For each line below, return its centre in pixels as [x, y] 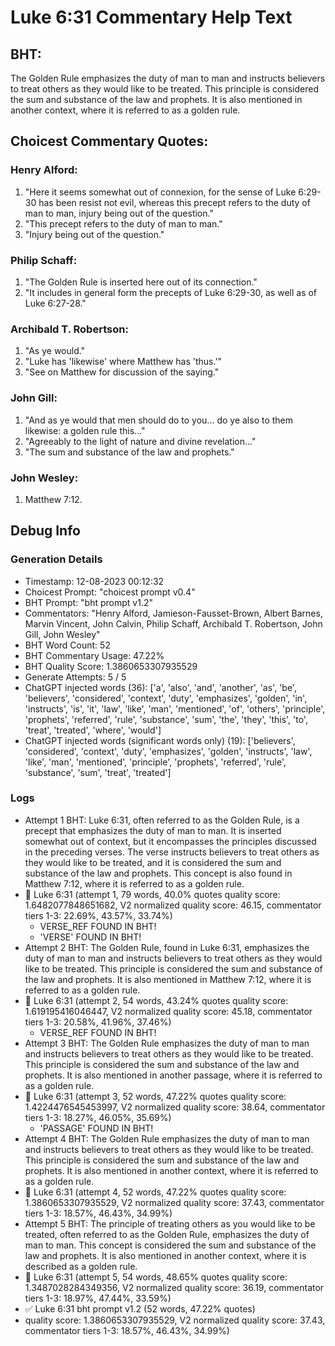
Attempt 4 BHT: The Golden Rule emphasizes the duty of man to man [167, 1138]
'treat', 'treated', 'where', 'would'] [93, 730]
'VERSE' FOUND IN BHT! [90, 937]
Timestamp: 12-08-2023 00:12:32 [94, 581]
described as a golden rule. [81, 1266]
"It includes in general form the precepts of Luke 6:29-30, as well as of [171, 292]
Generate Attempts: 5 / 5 [75, 677]
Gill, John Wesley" [62, 634]
